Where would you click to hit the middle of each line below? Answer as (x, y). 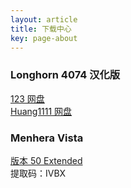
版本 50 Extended (46, 160)
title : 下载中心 (41, 29)
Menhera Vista (47, 138)
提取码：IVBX (38, 173)
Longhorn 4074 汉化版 (65, 75)
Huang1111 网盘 (41, 111)
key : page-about (44, 38)
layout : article (44, 19)
